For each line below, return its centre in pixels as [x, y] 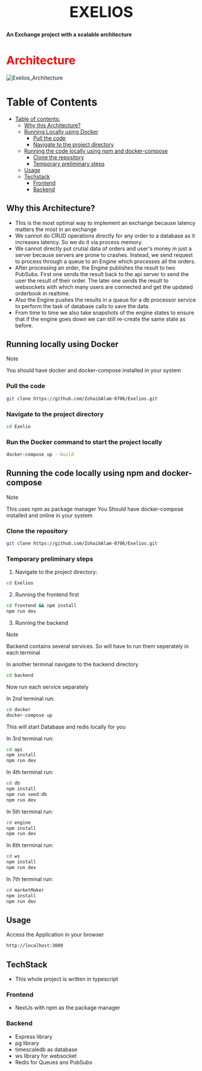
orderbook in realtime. [43, 293]
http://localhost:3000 [35, 946]
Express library [34, 1037]
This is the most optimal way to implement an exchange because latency [105, 223]
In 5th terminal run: [30, 811]
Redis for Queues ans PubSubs [53, 1062]
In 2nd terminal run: [31, 698]
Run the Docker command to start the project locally [84, 442]
